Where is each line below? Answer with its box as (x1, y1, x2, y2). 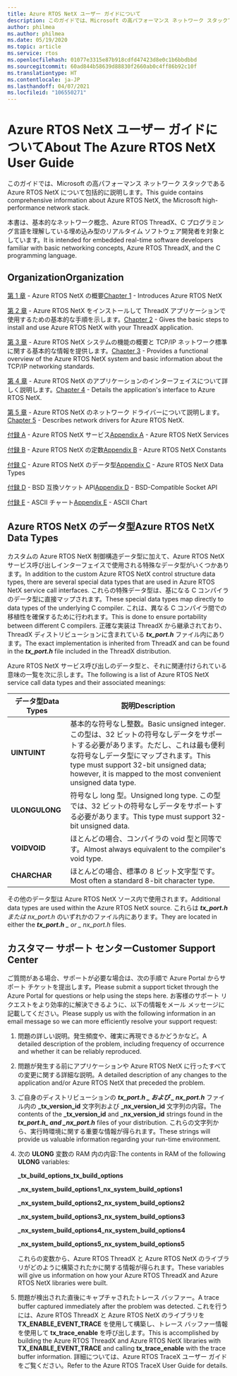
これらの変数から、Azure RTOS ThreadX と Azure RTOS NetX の (17, 1254, 205, 1262)
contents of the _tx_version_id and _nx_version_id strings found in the (17, 1110, 224, 1118)
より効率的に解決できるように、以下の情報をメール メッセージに (37, 1000, 225, 1009)
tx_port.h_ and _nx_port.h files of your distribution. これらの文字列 (17, 1118, 213, 1127)
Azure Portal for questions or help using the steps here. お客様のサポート (7, 991, 220, 1000)
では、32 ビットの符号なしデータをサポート (70, 801, 216, 811)
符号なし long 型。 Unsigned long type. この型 (70, 790, 221, 800)
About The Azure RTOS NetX (44, 139, 217, 155)
